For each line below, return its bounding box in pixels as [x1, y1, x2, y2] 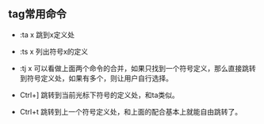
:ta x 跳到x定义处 [19, 30, 75, 39]
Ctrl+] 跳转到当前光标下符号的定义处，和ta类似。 [19, 90, 180, 100]
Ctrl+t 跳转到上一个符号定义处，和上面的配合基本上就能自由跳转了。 [19, 107, 243, 116]
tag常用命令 [8, 7, 67, 21]
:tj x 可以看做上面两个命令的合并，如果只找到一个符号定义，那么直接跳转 [19, 63, 256, 73]
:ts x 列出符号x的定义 [19, 47, 89, 56]
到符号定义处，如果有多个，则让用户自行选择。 [19, 73, 173, 83]
